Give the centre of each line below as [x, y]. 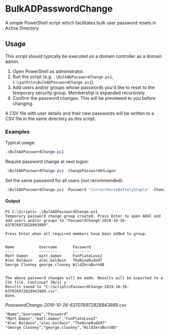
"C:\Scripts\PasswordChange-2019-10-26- [86, 287]
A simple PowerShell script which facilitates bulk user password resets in [81, 23]
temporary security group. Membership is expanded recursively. [79, 93]
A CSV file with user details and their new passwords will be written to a [80, 113]
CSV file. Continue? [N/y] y [36, 282]
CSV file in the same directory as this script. [51, 119]
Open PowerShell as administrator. [48, 71]
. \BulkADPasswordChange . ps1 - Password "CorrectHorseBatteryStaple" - [80, 190]
